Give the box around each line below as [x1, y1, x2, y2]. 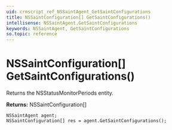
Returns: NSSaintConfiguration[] [6, 101, 87, 108]
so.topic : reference [6, 31, 58, 37]
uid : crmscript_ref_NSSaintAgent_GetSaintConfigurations [6, 8, 151, 15]
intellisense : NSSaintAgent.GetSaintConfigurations [6, 20, 137, 26]
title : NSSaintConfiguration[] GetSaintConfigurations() [6, 14, 151, 20]
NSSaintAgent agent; [6, 113, 58, 119]
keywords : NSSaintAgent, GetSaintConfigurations [6, 25, 130, 32]
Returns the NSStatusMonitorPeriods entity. [6, 89, 113, 96]
